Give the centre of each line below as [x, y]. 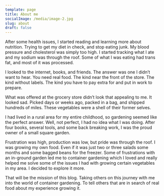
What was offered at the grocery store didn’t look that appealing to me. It [79, 97]
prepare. [14, 88]
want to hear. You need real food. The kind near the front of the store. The [80, 77]
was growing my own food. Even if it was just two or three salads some [77, 147]
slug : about [17, 23]
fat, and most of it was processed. [40, 63]
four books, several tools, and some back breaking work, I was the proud [79, 127]
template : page [21, 10]
